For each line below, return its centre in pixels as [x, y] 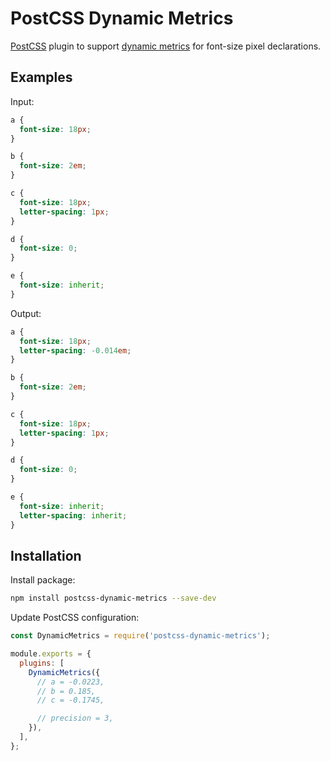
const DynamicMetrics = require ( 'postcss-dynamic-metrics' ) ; [140, 636]
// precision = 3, [75, 718]
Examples [41, 77]
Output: [26, 313]
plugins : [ [42, 663]
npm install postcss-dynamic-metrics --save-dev [113, 598]
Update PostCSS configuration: [75, 618]
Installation [46, 555]
